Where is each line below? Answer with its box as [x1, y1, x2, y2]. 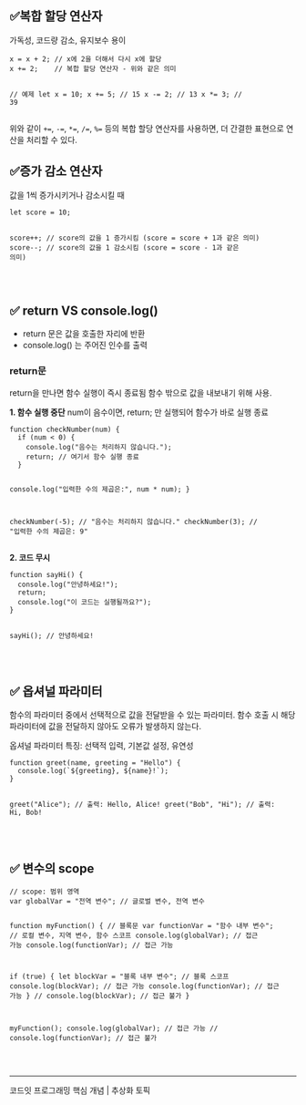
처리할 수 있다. [25, 134, 77, 145]
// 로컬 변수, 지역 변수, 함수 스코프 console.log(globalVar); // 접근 [9, 931, 259, 941]
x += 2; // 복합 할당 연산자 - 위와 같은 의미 [9, 64, 177, 73]
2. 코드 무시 [9, 552, 51, 563]
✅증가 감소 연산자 [9, 163, 103, 180]
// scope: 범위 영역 [9, 887, 80, 896]
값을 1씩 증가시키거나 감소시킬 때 [9, 190, 125, 201]
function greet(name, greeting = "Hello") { [9, 759, 181, 768]
